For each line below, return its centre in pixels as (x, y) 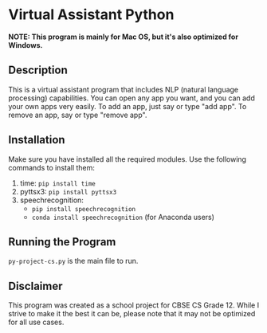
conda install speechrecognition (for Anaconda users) (123, 217)
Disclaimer (35, 286)
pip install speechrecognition (84, 209)
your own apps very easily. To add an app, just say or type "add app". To (128, 106)
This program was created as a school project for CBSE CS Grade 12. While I (134, 305)
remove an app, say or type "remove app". (78, 115)
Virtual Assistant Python (91, 15)
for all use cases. (36, 322)
